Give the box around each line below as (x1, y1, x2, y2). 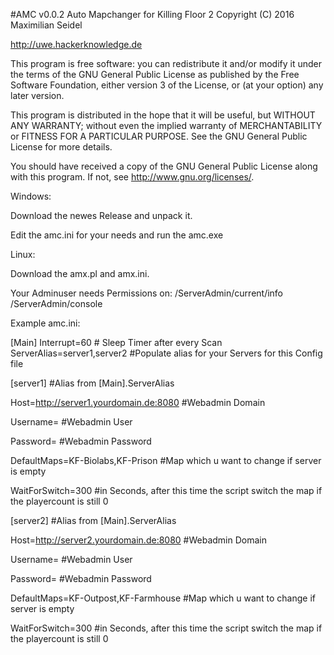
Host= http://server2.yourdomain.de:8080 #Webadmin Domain (10, 534, 267, 546)
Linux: (10, 249, 36, 260)
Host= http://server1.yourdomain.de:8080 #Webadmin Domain (10, 397, 266, 408)
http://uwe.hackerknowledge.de (10, 39, 143, 50)
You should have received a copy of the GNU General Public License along (10, 160, 318, 172)
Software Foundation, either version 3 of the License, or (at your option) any (10, 79, 324, 91)
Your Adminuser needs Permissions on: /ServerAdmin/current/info (10, 287, 284, 299)
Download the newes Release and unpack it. (10, 210, 193, 221)
